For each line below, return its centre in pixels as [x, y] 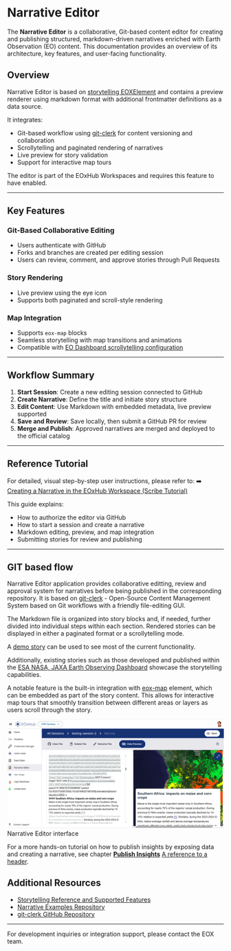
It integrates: [25, 120]
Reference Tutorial [48, 464]
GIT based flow [40, 567]
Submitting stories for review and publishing [79, 539]
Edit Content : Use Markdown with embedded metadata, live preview [114, 406]
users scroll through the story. [50, 710]
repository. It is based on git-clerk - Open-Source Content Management [109, 598]
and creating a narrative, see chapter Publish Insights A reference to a [107, 854]
